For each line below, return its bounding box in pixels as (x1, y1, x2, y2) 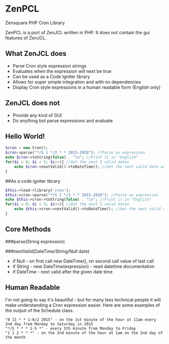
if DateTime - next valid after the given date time (12, 268, 113, 274)
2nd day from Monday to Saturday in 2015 (5, 321, 94, 326)
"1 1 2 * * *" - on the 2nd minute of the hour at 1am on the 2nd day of (5, 330, 163, 335)
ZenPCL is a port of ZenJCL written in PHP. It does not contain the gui (5, 29, 150, 35)
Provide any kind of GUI (12, 112, 62, 118)
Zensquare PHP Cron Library (5, 20, 65, 26)
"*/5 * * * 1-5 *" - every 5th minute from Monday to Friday (5, 326, 136, 331)
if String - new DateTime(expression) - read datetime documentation (12, 263, 155, 269)
